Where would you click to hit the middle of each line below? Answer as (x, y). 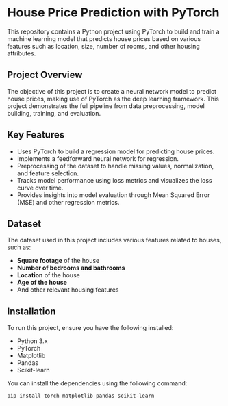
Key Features (36, 135)
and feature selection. (48, 173)
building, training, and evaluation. (54, 113)
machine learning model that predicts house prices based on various (104, 38)
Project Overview (45, 75)
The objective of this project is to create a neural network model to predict (112, 91)
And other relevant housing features (68, 290)
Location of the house (48, 275)
